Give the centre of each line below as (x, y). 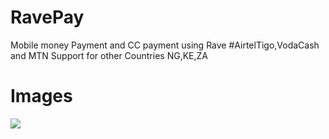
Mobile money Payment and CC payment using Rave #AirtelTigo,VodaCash (165, 45)
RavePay (47, 17)
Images (41, 96)
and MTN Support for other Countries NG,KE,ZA (109, 55)
